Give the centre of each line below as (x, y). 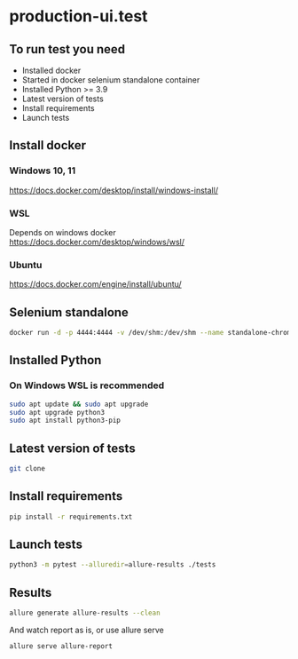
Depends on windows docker (63, 232)
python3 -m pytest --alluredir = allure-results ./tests (113, 565)
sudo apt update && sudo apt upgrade (79, 404)
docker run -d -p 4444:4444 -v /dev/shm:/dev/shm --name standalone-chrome (152, 333)
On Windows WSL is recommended (87, 385)
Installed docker (51, 70)
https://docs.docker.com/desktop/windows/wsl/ (97, 242)
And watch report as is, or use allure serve (86, 630)
